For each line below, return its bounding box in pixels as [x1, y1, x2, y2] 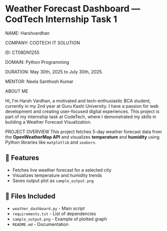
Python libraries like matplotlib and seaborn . [5, 139, 96, 145]
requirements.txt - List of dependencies [12, 211, 96, 217]
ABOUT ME [5, 88, 28, 94]
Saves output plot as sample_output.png [12, 178, 94, 184]
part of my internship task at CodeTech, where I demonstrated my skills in [5, 113, 157, 120]
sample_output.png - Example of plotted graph [12, 216, 107, 222]
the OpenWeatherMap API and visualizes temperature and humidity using [5, 134, 160, 140]
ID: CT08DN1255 [5, 49, 40, 55]
